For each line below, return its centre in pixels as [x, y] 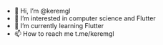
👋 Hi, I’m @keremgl [42, 11]
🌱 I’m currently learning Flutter [59, 26]
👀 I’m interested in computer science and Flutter [85, 18]
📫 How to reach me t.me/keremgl [64, 34]
